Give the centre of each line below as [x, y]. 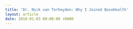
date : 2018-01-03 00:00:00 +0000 [39, 19]
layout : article [22, 14]
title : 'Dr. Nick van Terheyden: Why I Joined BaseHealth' [67, 10]
